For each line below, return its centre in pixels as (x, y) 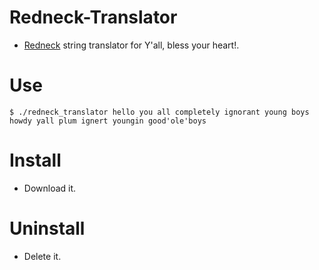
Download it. (50, 188)
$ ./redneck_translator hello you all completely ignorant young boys (159, 112)
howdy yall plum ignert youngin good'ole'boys (108, 121)
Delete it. (42, 256)
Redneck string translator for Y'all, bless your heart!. (131, 45)
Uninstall (47, 228)
